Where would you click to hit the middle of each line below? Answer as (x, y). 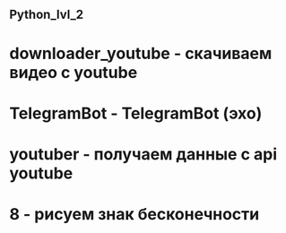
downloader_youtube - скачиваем (141, 53)
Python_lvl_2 (46, 15)
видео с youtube (74, 72)
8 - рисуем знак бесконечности (134, 215)
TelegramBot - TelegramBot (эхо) (136, 113)
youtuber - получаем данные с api (143, 154)
